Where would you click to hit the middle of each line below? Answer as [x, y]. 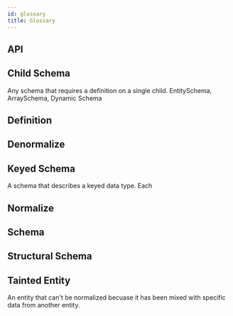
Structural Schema [50, 256]
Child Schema [39, 73]
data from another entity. [44, 305]
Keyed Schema [42, 169]
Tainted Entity [39, 280]
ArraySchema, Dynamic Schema [55, 98]
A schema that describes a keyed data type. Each [80, 186]
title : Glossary [31, 21]
